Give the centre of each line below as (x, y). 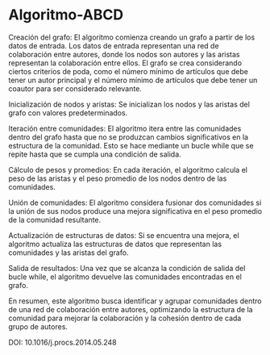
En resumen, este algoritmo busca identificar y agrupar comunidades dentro (135, 301)
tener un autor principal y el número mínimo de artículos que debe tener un (133, 80)
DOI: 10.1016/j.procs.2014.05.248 (62, 342)
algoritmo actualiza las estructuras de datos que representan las (115, 244)
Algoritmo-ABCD (66, 15)
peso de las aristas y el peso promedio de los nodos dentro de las (118, 178)
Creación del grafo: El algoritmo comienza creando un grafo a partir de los (132, 37)
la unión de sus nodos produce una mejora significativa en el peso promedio (135, 211)
